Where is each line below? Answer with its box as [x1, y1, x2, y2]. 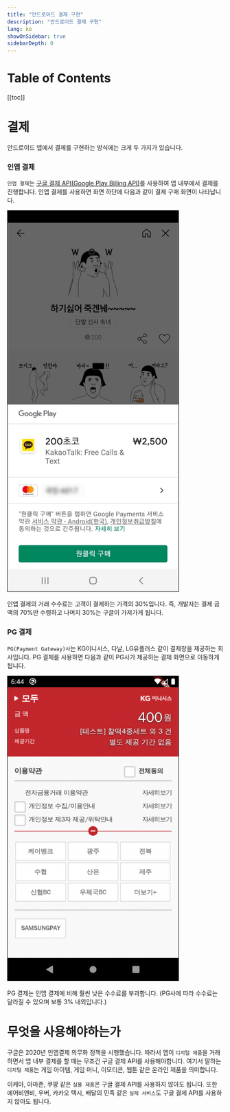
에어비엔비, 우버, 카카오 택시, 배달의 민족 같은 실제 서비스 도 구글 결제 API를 [7, 1089, 204, 1097]
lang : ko [7, 25, 32, 32]
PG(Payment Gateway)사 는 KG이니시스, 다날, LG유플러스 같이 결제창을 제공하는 [7, 644, 216, 653]
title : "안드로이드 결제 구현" [7, 11, 84, 18]
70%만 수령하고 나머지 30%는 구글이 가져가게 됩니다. [19, 609, 163, 617]
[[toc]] [7, 93, 25, 102]
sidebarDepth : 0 [7, 40, 54, 47]
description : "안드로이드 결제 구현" [7, 18, 102, 25]
